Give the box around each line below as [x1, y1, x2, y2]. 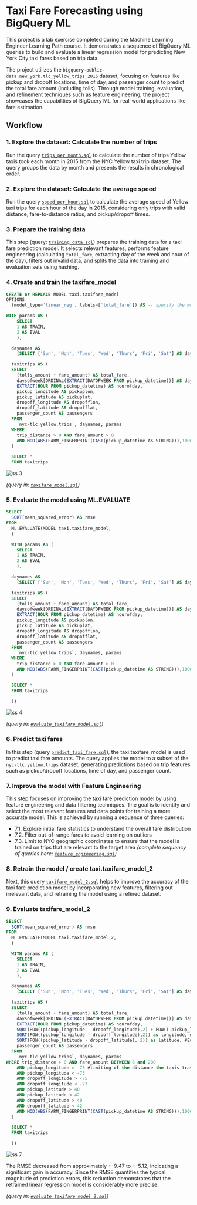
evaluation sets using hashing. [6, 263, 79, 270]
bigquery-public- [62, 67, 106, 73]
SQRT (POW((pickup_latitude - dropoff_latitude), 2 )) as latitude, [16, 1037, 182, 1044]
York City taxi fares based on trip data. [6, 55, 100, 62]
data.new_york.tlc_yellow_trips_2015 [6, 73, 98, 79]
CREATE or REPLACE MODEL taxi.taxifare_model [6, 292, 119, 297]
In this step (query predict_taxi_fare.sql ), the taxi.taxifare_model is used [6, 748, 185, 755]
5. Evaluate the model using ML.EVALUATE [6, 496, 131, 504]
